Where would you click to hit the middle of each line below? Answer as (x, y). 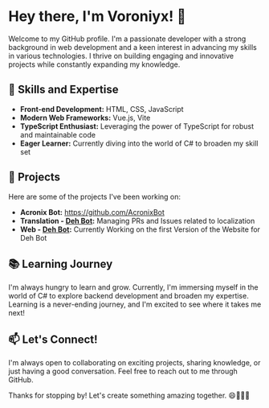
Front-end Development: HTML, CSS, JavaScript (102, 109)
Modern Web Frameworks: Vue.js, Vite (85, 117)
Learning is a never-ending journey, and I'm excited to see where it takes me (135, 304)
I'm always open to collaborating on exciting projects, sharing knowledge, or (134, 363)
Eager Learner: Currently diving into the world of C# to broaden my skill (139, 143)
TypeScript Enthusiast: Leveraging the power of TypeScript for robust (137, 126)
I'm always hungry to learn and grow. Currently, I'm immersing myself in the (133, 287)
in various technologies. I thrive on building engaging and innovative (121, 56)
